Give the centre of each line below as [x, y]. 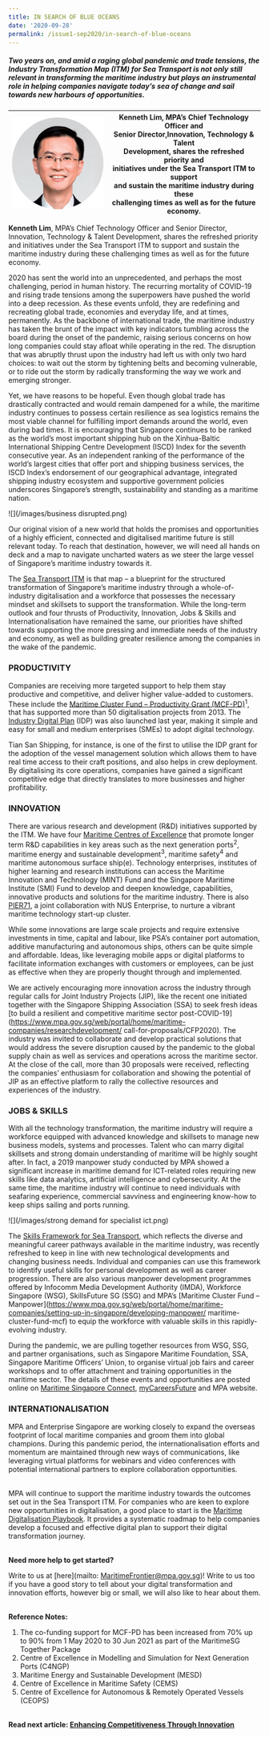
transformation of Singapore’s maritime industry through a [104, 588]
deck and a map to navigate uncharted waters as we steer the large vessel [131, 555]
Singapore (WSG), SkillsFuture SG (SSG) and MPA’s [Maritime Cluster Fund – [134, 1296]
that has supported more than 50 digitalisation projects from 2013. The [125, 712]
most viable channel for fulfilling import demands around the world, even [128, 421]
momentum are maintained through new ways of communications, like [124, 1452]
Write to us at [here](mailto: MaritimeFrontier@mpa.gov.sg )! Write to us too [132, 1575]
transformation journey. [47, 1536]
